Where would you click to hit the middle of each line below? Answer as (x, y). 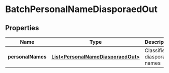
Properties (22, 28)
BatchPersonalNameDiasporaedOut (81, 9)
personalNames (27, 57)
